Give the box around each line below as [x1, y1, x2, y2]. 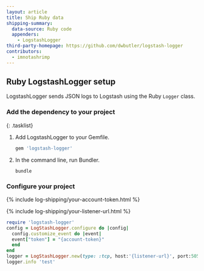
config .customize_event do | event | [12, 230, 102, 237]
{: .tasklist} [6, 122, 33, 129]
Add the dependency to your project [6, 108, 115, 116]
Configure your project [6, 182, 75, 190]
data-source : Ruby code [12, 26, 72, 32]
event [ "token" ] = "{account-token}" [12, 236, 104, 242]
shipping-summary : [6, 20, 53, 26]
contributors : [6, 49, 42, 55]
